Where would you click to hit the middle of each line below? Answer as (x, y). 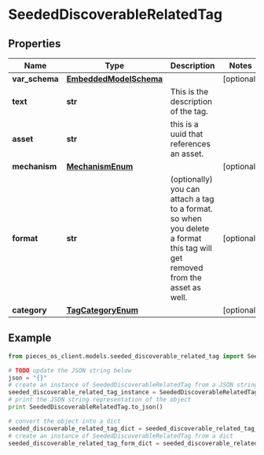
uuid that (187, 134)
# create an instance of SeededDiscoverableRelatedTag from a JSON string (133, 385)
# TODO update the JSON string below (70, 370)
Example (30, 338)
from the (186, 277)
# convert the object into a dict (65, 421)
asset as (186, 287)
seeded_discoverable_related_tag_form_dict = (84, 443)
